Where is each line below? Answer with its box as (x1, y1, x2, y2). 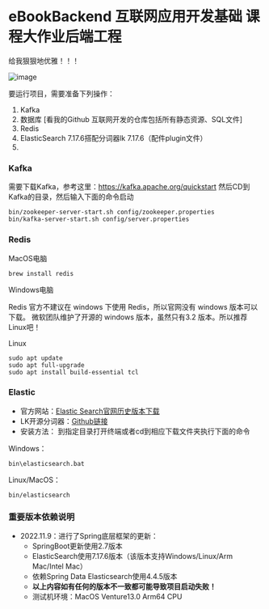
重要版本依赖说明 (8, 511, 75, 522)
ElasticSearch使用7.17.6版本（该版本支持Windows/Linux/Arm (32, 552, 233, 561)
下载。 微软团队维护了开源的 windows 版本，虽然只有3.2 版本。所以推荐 (8, 312, 248, 322)
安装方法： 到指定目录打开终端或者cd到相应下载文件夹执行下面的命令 (19, 426, 250, 436)
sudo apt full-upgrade (8, 361, 85, 369)
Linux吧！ (8, 322, 41, 332)
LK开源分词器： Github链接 (19, 416, 108, 425)
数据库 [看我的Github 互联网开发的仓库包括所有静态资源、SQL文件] (19, 114, 243, 124)
